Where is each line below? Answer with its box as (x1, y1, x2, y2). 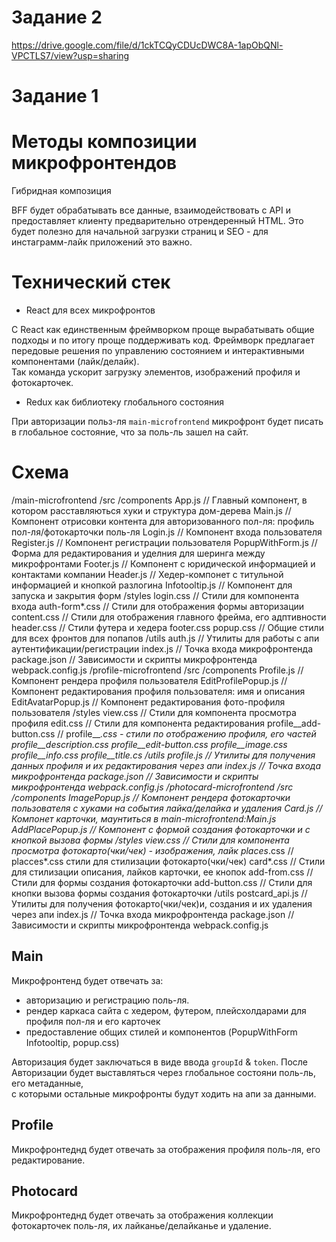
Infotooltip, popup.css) (25, 1036, 120, 1048)
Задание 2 (11, 6, 103, 29)
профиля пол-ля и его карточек (25, 1015, 161, 1027)
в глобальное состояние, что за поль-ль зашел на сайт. (11, 426, 249, 438)
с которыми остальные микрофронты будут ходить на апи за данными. (11, 1087, 317, 1100)
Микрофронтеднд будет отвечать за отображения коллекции (11, 1209, 274, 1221)
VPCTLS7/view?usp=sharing (11, 49, 130, 61)
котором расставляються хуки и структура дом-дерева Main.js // (11, 504, 292, 516)
